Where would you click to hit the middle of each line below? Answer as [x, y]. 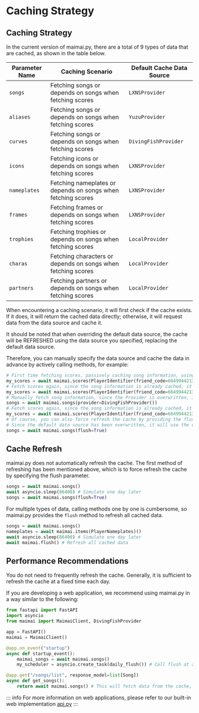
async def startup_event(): [41, 653]
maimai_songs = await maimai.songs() [63, 659]
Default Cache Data [159, 68]
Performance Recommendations [68, 561]
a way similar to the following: [42, 599]
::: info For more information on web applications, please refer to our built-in [99, 698]
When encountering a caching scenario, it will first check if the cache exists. [99, 310]
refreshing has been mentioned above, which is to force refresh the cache [97, 470]
